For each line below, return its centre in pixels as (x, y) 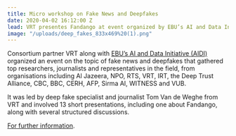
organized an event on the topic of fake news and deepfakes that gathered (115, 61)
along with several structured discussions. (68, 112)
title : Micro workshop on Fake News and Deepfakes (83, 14)
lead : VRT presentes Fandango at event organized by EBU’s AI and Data (114, 27)
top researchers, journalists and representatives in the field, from (101, 68)
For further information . (41, 126)
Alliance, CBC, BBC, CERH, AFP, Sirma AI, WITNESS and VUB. (97, 84)
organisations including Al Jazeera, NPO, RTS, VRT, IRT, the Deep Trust (111, 76)
